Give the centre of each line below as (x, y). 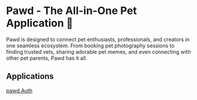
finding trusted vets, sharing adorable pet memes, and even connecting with (98, 51)
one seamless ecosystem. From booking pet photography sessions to (90, 46)
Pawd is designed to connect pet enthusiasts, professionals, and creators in (98, 39)
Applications (30, 76)
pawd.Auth (19, 90)
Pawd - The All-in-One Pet (71, 11)
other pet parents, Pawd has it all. (47, 58)
